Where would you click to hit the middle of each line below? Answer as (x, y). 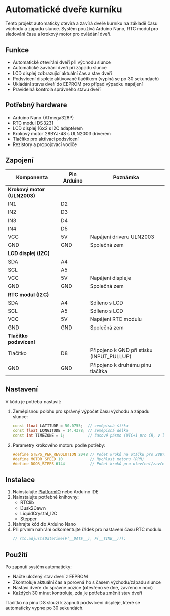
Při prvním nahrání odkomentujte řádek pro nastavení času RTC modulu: (88, 530)
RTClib (27, 502)
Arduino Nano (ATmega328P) (43, 117)
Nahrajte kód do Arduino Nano (44, 524)
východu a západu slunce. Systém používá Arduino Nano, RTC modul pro (82, 28)
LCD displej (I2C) (29, 253)
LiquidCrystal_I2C (38, 514)
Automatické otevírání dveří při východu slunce (62, 62)
